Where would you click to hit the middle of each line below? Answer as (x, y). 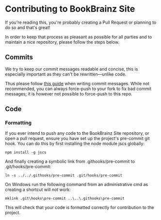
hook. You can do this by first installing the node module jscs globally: (75, 143)
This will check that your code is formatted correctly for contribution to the (80, 207)
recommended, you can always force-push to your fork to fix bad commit (78, 89)
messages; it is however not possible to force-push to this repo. (69, 94)
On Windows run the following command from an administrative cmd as (77, 185)
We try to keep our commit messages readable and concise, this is (72, 69)
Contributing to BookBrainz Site (70, 9)
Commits (19, 57)
